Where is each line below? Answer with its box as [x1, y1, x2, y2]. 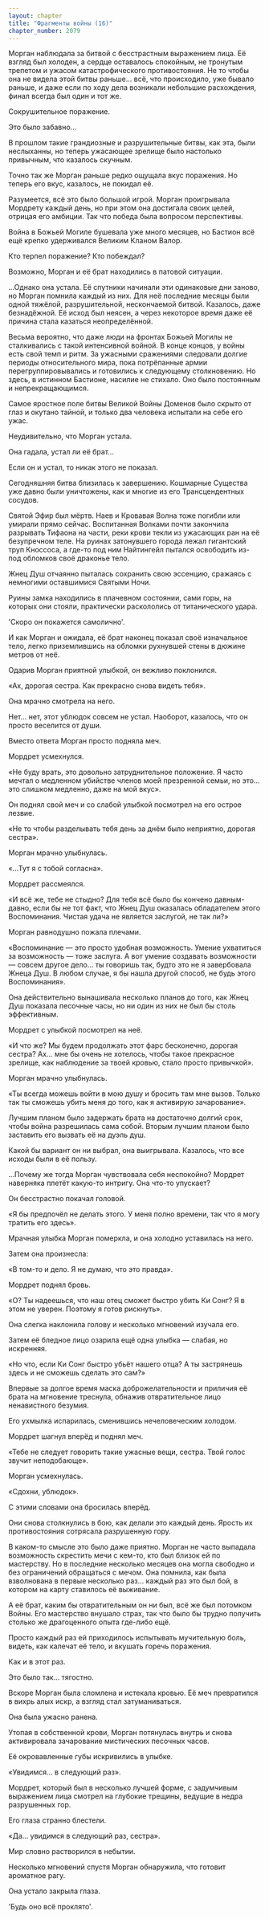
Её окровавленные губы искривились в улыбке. [8, 1752, 173, 1762]
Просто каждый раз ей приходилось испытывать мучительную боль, [8, 1633, 247, 1643]
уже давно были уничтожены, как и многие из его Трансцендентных [8, 487, 245, 496]
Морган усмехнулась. [8, 1471, 84, 1481]
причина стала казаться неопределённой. [8, 316, 153, 326]
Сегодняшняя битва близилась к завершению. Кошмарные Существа [8, 479, 248, 488]
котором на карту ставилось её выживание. [8, 1585, 161, 1595]
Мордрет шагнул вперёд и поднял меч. [8, 1432, 144, 1441]
